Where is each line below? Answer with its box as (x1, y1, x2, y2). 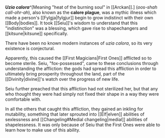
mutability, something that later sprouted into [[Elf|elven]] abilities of (5, 111, 145, 117)
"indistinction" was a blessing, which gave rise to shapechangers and (5, 25, 148, 31)
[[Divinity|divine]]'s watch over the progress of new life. (5, 76, 119, 82)
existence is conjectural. (5, 46, 55, 51)
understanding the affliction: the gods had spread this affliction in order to (5, 66, 157, 71)
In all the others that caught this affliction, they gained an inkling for (5, 106, 143, 112)
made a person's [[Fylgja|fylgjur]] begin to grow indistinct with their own (5, 15, 153, 20)
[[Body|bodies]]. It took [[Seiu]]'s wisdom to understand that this (5, 20, 138, 26)
